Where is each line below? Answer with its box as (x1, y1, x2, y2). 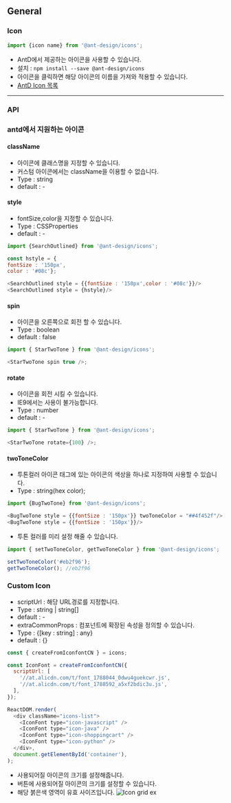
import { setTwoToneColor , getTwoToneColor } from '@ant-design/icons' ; (7, 546, 220, 553)
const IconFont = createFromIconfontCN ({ (7, 662, 128, 669)
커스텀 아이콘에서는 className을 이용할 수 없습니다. (16, 167, 159, 175)
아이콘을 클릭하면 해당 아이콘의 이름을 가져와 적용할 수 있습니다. (16, 72, 188, 81)
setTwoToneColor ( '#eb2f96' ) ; (7, 558, 91, 565)
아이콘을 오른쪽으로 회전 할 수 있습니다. (16, 318, 122, 326)
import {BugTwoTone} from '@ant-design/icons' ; (7, 500, 146, 507)
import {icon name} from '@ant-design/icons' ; (7, 41, 143, 49)
